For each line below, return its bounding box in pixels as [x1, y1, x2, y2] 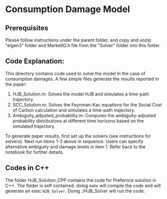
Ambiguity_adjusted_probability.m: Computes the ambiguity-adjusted [12, 112, 156, 118]
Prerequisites [5, 24, 48, 32]
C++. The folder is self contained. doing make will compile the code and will [5, 182, 161, 188]
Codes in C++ [5, 164, 49, 172]
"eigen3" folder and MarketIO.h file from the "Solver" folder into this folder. [5, 42, 161, 48]
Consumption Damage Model [5, 4, 130, 15]
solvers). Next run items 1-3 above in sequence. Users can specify [5, 138, 144, 144]
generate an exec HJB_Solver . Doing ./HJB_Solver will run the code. [5, 188, 145, 194]
